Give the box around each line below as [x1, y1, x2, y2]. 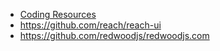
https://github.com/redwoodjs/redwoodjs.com [19, 30, 210, 41]
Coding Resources [19, 9, 97, 20]
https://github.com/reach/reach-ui [19, 19, 162, 31]
